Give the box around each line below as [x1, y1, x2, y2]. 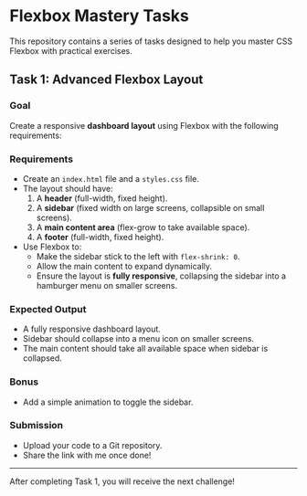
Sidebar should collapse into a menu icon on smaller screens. [22, 333, 254, 344]
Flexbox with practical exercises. [9, 45, 132, 56]
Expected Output [9, 302, 87, 315]
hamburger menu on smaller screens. [36, 280, 178, 290]
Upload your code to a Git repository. [22, 439, 163, 450]
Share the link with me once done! [22, 449, 152, 460]
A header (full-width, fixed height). [36, 193, 168, 204]
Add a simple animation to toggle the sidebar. [22, 396, 194, 407]
